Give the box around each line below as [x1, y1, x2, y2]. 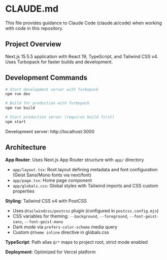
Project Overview [5, 40, 61, 49]
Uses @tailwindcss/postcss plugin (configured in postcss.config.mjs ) [12, 207, 159, 213]
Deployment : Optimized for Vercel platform [5, 249, 96, 255]
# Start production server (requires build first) [5, 115, 115, 120]
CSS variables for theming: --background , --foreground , [12, 213, 128, 219]
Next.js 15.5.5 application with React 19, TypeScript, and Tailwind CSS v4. [5, 53, 158, 59]
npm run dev [5, 92, 30, 97]
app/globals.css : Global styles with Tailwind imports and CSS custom [12, 182, 158, 189]
